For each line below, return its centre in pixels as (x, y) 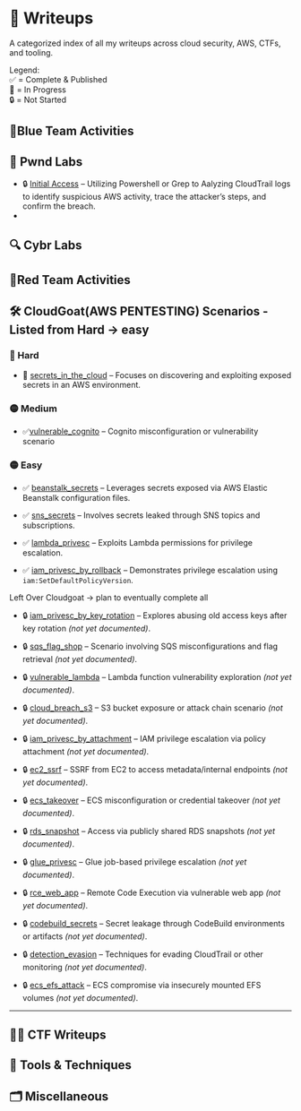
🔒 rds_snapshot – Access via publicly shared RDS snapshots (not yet (149, 831)
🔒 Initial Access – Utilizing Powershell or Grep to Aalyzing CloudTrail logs (156, 184)
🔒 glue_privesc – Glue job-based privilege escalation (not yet (134, 862)
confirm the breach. (59, 206)
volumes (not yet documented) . (80, 998)
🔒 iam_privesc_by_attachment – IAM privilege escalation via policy (144, 739)
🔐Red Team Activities (70, 280)
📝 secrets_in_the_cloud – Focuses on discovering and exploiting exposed (157, 375)
